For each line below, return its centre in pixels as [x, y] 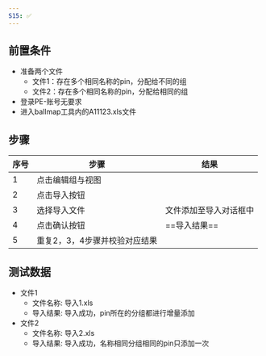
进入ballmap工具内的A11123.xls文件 [78, 112]
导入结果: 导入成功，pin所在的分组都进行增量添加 [113, 313]
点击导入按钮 [61, 195]
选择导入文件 [61, 211]
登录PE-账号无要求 [51, 102]
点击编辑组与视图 [69, 180]
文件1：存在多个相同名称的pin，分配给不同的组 [109, 82]
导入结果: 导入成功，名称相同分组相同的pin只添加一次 [121, 343]
